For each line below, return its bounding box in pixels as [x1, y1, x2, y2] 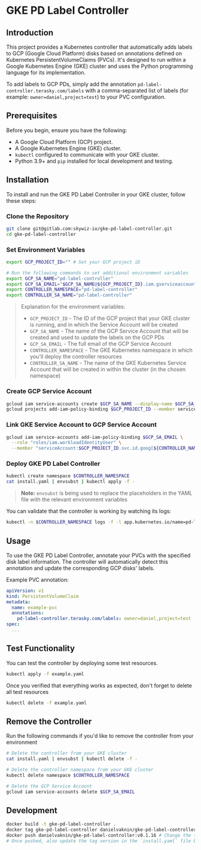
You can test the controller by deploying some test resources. [6, 659, 159, 666]
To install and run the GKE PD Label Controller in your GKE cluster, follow [6, 190, 185, 198]
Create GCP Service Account [6, 387, 92, 396]
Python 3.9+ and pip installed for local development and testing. [14, 157, 173, 164]
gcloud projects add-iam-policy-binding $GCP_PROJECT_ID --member [6, 406, 175, 412]
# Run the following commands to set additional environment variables [6, 270, 188, 276]
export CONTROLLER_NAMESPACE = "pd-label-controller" [6, 286, 138, 293]
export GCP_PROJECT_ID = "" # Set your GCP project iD [6, 259, 141, 265]
